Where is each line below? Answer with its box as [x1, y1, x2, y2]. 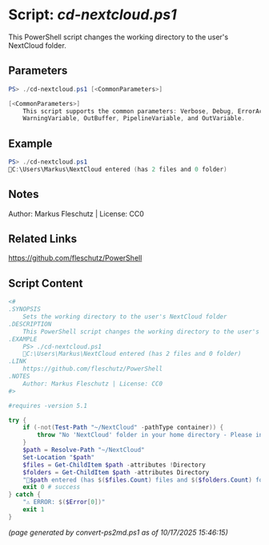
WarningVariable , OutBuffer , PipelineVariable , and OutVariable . [22, 115, 246, 123]
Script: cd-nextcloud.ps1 [8, 6, 178, 24]
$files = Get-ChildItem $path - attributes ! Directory [22, 461, 206, 469]
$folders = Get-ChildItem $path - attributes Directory [22, 468, 210, 476]
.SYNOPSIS [8, 305, 42, 313]
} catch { [8, 490, 42, 499]
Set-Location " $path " [22, 453, 94, 462]
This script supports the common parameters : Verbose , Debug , [22, 107, 235, 115]
